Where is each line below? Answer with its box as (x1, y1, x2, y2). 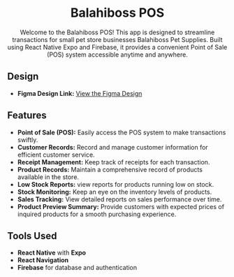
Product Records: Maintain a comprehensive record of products (17, 165, 203, 173)
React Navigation (17, 256, 69, 264)
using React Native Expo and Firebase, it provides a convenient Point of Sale (7, 43, 228, 51)
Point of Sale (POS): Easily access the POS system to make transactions (17, 128, 226, 136)
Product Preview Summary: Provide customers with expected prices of (17, 202, 225, 211)
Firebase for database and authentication (17, 264, 138, 272)
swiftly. (17, 135, 38, 144)
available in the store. (17, 173, 79, 181)
